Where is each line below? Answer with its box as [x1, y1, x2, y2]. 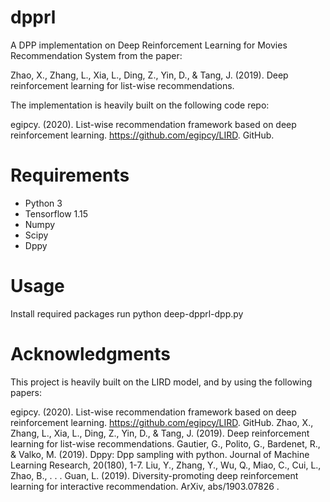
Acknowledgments [10, 343, 172, 365]
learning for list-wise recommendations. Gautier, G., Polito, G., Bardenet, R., [10, 437, 321, 450]
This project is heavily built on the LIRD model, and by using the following [10, 376, 313, 388]
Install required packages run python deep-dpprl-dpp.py [10, 307, 244, 320]
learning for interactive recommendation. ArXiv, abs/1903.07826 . [10, 480, 280, 492]
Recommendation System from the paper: [10, 49, 183, 61]
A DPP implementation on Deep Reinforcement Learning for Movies [10, 39, 288, 51]
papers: [10, 386, 42, 398]
